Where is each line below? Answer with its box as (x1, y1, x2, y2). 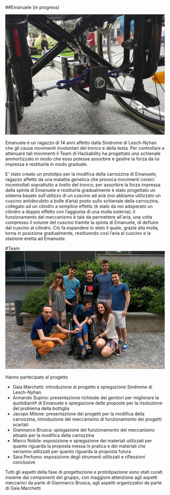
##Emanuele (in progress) (5, 5, 60, 10)
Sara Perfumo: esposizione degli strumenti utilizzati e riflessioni (12, 453, 145, 460)
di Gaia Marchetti (5, 485, 41, 491)
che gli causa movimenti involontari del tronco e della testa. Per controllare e (5, 145, 165, 151)
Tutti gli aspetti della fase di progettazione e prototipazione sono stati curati (5, 469, 163, 475)
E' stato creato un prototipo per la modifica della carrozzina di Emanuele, (5, 171, 157, 177)
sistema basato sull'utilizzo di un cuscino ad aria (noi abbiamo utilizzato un (5, 192, 161, 199)
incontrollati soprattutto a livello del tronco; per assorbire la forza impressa (5, 182, 161, 188)
